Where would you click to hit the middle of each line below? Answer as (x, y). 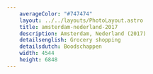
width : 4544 (37, 54)
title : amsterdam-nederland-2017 (69, 27)
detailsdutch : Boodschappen (61, 47)
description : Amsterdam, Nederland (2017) (83, 33)
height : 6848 (39, 60)
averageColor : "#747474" (56, 14)
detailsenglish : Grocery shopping (70, 40)
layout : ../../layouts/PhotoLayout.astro (81, 20)
